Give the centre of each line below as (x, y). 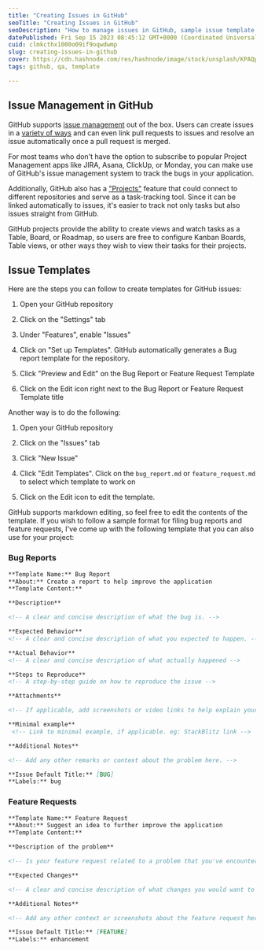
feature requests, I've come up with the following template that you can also (131, 529)
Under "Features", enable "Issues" (75, 335)
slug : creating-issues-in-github (63, 52)
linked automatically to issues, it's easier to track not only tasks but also (124, 205)
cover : (19, 60)
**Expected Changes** (44, 875)
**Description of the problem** (61, 847)
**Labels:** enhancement (49, 940)
